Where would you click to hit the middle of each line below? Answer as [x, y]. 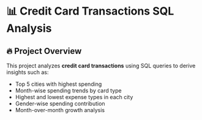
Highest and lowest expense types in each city [74, 97]
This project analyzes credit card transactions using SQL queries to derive [101, 66]
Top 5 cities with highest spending [58, 84]
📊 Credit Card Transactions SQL [90, 11]
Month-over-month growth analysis [60, 110]
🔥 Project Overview [44, 51]
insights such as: [28, 72]
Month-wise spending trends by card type [68, 91]
